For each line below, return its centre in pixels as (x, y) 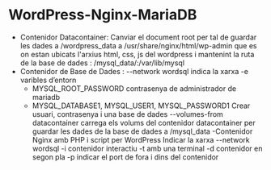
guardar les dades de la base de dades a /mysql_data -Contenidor (142, 131)
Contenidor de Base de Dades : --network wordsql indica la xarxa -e (134, 71)
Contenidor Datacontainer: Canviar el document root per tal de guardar (138, 37)
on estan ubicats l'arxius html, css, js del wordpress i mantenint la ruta (137, 54)
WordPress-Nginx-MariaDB (103, 15)
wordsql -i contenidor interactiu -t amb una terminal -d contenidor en (147, 148)
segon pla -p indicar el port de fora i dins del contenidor (125, 157)
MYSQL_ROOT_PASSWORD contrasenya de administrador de (134, 88)
